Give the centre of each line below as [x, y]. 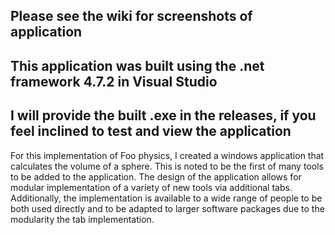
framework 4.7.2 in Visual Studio [114, 81]
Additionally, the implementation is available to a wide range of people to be [166, 198]
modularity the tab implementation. [82, 219]
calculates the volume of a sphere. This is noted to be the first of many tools [167, 166]
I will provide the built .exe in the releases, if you [163, 115]
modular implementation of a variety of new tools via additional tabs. [151, 187]
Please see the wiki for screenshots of [131, 16]
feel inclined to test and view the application [151, 131]
